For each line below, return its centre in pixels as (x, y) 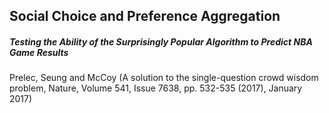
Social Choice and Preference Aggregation (145, 16)
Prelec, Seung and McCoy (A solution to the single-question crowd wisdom (164, 78)
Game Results (39, 52)
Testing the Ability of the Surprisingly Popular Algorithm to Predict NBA (161, 41)
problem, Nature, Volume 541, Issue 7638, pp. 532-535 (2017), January (156, 88)
